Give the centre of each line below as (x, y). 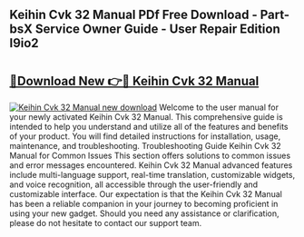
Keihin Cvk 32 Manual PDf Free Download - (133, 15)
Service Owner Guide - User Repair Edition (158, 30)
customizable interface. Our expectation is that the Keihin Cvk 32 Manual (146, 194)
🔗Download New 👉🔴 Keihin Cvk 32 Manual (134, 81)
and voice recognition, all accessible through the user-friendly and (134, 184)
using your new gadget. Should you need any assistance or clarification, (144, 213)
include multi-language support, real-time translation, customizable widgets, (152, 175)
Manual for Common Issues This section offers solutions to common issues (150, 155)
